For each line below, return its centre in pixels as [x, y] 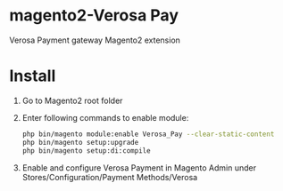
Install [33, 76]
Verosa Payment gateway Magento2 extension [95, 40]
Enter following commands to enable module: [105, 117]
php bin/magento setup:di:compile [86, 151]
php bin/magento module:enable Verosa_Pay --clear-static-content [148, 134]
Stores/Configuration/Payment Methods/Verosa [110, 177]
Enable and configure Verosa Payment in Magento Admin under [139, 167]
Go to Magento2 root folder [72, 100]
